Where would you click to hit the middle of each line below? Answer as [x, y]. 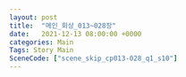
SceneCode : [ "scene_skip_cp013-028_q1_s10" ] [93, 58]
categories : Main [42, 42]
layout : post [34, 17]
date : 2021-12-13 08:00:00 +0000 [76, 34]
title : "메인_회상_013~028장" [63, 26]
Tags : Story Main [42, 50]
